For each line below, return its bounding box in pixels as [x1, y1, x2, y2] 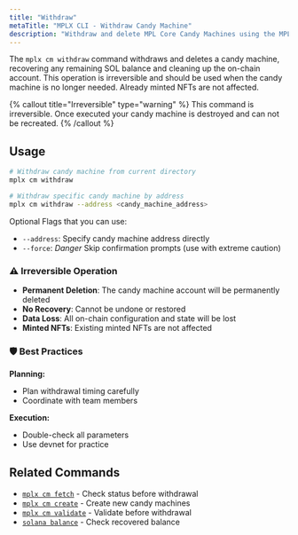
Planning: [9, 369, 46, 380]
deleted [21, 294, 51, 304]
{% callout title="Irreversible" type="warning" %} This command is [9, 99, 255, 110]
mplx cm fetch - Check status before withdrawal [21, 489, 199, 500]
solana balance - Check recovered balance [21, 516, 180, 528]
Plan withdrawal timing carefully [21, 386, 140, 397]
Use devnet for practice [21, 439, 109, 450]
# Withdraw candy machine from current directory [9, 168, 197, 177]
